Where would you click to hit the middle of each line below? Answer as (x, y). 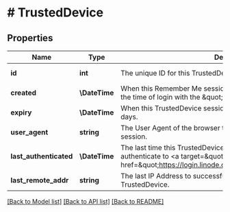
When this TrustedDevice (161, 108)
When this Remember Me (161, 89)
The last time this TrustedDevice (172, 148)
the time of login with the (161, 97)
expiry (21, 113)
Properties (30, 38)
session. (134, 137)
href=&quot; (140, 165)
